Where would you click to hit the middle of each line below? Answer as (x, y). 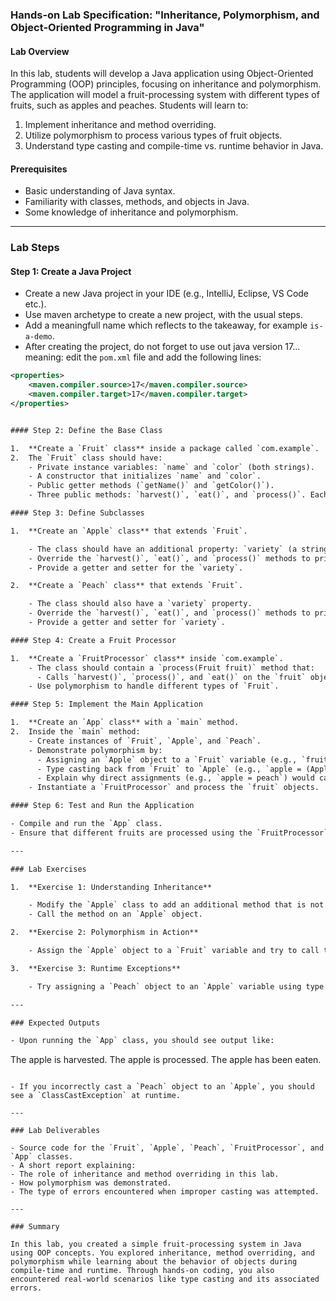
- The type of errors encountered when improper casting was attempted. (165, 1192)
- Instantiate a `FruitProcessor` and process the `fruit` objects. (174, 788)
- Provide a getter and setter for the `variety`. (136, 568)
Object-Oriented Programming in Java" (107, 27)
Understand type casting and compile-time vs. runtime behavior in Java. (174, 146)
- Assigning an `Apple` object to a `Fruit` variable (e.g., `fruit (182, 759)
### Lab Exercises (48, 869)
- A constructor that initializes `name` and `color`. (145, 476)
